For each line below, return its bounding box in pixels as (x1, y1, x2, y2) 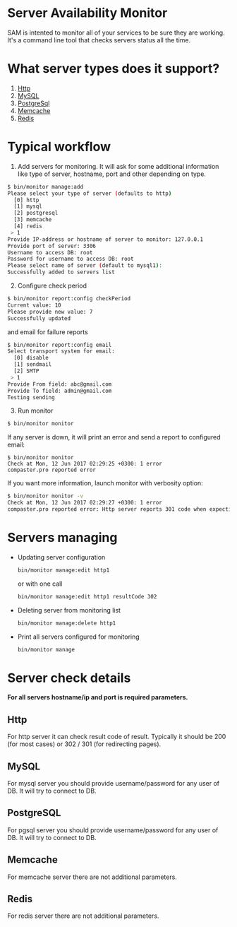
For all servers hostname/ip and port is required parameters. (7, 693, 188, 702)
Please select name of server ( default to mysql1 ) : (7, 262, 162, 269)
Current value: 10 (7, 302, 61, 309)
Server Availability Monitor (7, 5, 168, 21)
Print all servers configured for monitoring (17, 632, 140, 641)
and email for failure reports (7, 327, 88, 336)
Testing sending (7, 394, 55, 401)
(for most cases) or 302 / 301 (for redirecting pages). (7, 740, 162, 748)
